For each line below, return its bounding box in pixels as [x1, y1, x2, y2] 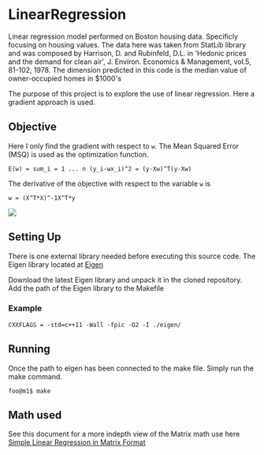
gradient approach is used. [8, 97, 96, 107]
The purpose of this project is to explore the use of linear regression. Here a [8, 88, 255, 98]
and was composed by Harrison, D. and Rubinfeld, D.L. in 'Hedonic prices [8, 48, 247, 58]
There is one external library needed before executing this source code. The [8, 251, 256, 261]
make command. [8, 371, 63, 381]
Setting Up [8, 231, 61, 244]
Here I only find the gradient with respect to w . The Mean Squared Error [8, 141, 240, 151]
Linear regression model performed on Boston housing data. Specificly [8, 32, 239, 41]
